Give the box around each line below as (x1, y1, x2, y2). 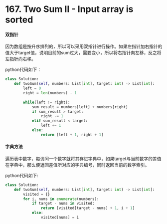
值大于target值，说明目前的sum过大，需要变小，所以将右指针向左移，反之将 (5, 50, 162, 56)
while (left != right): (23, 100, 70, 105)
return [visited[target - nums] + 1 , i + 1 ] (40, 206, 135, 211)
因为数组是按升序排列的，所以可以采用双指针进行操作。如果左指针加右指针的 (5, 43, 163, 49)
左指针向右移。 (5, 56, 36, 62)
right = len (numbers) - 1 (23, 91, 77, 96)
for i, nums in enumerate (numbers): (23, 196, 99, 202)
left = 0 (23, 86, 41, 91)
